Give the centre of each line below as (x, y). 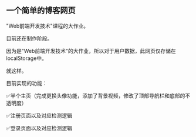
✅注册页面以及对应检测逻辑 (39, 115)
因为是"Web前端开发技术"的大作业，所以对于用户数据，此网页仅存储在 (91, 51)
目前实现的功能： (27, 83)
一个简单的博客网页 (41, 11)
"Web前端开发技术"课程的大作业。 (48, 26)
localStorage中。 (26, 58)
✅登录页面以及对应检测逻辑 (39, 128)
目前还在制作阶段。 (29, 38)
